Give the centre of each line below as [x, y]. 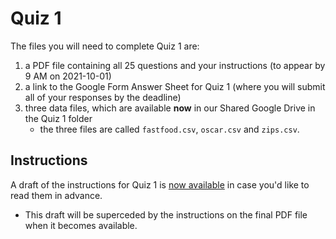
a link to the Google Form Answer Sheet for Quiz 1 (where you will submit [175, 86]
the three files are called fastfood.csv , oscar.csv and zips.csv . [169, 129]
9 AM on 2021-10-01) [68, 76]
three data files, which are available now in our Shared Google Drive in [170, 108]
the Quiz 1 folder [58, 118]
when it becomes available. [81, 225]
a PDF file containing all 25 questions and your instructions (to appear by [175, 65]
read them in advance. [56, 195]
